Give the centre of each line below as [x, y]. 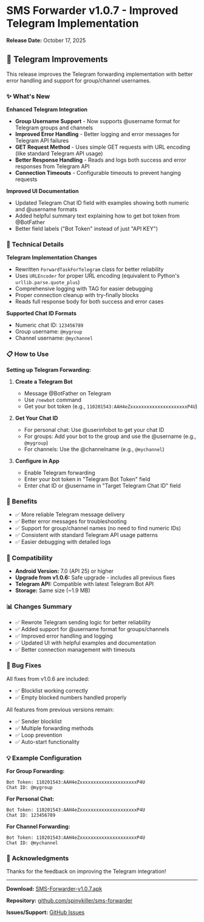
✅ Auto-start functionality [47, 742]
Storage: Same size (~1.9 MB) [53, 590]
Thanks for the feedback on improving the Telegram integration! [86, 872]
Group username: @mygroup [49, 332]
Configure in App [37, 461]
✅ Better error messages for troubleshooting [71, 521]
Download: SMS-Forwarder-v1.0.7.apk [54, 889]
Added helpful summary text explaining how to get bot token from [97, 216]
